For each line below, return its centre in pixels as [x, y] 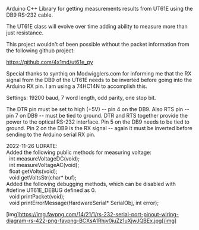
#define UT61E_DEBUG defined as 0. [51, 190]
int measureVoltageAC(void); [44, 165]
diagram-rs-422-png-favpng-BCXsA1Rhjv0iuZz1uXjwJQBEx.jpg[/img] [91, 220]
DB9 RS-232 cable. [30, 15]
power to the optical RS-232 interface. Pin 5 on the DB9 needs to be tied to [98, 122]
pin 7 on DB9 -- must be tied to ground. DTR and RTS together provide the [97, 116]
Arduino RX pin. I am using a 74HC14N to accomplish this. [77, 86]
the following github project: [41, 51]
